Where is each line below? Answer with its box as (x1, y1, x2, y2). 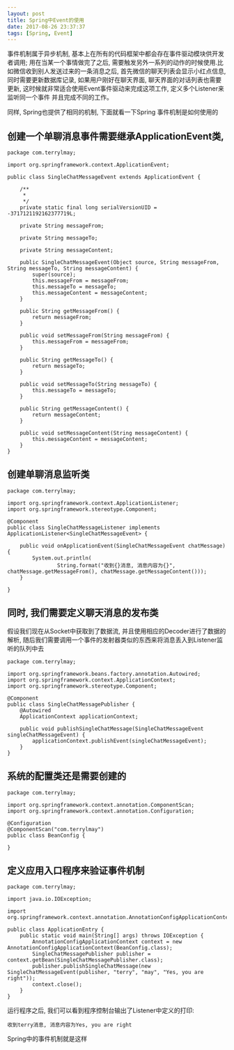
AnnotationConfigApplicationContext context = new (32, 939, 182, 945)
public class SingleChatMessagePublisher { (7, 701, 136, 708)
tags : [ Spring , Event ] (7, 29, 73, 37)
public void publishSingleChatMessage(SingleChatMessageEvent (19, 725, 204, 732)
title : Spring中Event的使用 (7, 17, 85, 24)
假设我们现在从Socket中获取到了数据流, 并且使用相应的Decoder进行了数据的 (7, 626, 226, 635)
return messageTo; (32, 363, 86, 370)
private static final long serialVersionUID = (19, 204, 157, 211)
